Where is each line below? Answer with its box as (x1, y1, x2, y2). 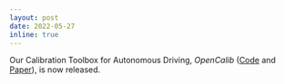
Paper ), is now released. (9, 64, 101, 75)
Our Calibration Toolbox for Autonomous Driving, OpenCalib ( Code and (9, 55, 276, 66)
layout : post (9, 13, 59, 23)
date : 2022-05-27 (9, 22, 76, 31)
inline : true (9, 30, 59, 39)
